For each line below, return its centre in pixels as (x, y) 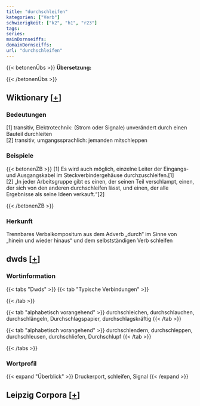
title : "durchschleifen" (37, 12)
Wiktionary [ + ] (34, 98)
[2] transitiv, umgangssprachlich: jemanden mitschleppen (77, 140)
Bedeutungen (26, 115)
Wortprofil (21, 363)
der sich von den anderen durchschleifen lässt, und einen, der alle (87, 188)
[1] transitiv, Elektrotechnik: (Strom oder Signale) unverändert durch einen (97, 128)
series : (16, 34)
